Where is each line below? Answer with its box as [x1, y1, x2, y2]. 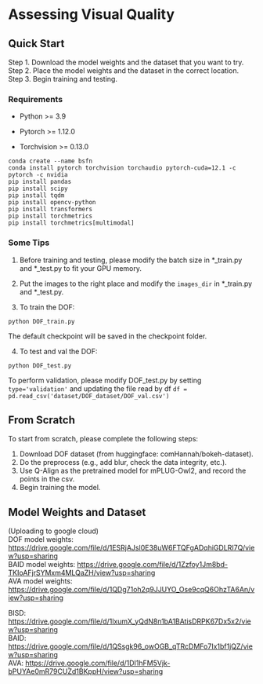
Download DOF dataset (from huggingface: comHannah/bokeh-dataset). [19, 449, 254, 459]
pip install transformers [8, 206, 92, 214]
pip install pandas [8, 178, 72, 186]
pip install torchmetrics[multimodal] [8, 219, 135, 227]
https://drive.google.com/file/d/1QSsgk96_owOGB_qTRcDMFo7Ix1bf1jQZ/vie [8, 642, 253, 651]
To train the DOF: [19, 302, 75, 312]
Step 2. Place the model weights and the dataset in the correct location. [8, 66, 240, 75]
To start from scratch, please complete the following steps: [8, 434, 198, 444]
